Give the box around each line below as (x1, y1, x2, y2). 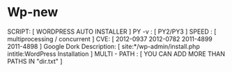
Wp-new (7, 4, 59, 20)
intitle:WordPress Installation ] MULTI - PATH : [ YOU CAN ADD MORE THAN (7, 50, 225, 58)
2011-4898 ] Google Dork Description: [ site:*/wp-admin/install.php (7, 42, 200, 50)
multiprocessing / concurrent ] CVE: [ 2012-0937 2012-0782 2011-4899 (7, 34, 212, 43)
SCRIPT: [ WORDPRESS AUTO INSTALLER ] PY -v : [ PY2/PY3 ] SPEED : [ (7, 27, 217, 36)
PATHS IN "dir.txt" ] (7, 57, 63, 65)
